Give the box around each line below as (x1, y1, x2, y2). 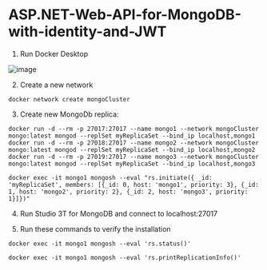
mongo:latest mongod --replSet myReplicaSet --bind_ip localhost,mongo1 (8, 132, 256, 140)
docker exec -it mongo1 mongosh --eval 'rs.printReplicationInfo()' (8, 253, 241, 261)
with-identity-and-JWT (8, 22, 167, 41)
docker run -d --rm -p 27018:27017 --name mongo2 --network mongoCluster (8, 138, 260, 147)
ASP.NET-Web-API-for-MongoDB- (8, 6, 242, 24)
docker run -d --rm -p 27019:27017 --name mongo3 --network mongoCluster (8, 153, 260, 161)
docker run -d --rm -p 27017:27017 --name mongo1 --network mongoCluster (8, 125, 260, 133)
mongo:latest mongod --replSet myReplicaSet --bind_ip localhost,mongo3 (8, 160, 256, 168)
